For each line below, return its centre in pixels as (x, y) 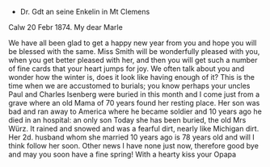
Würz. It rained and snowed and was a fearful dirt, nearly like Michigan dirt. (134, 129)
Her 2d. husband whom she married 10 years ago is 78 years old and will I (131, 137)
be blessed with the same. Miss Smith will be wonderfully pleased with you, (134, 51)
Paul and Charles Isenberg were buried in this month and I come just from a (134, 94)
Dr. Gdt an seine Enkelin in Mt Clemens (85, 12)
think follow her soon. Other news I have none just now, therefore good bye (133, 146)
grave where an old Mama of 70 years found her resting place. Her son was (134, 103)
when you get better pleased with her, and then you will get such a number (133, 60)
